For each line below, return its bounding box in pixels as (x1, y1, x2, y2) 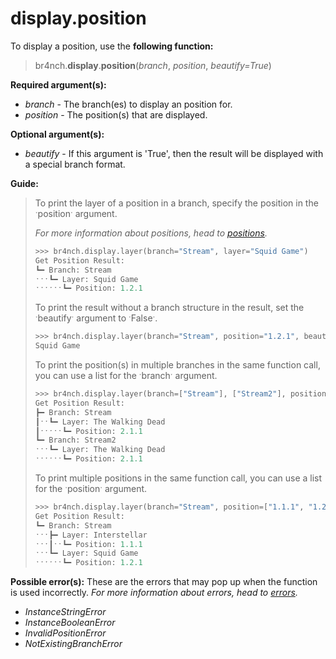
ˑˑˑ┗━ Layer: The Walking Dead (34, 445, 166, 455)
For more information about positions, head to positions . (34, 227, 268, 239)
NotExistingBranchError (24, 638, 123, 650)
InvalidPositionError (24, 627, 107, 639)
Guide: (10, 177, 39, 189)
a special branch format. (24, 158, 126, 170)
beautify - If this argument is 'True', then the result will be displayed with (24, 147, 324, 159)
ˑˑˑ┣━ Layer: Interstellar (34, 530, 148, 540)
